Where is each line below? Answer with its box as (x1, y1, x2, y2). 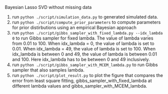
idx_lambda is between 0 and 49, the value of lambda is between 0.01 (12, 51, 157, 57)
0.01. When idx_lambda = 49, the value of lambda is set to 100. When (12, 46, 156, 51)
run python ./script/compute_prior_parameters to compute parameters (12, 19, 161, 25)
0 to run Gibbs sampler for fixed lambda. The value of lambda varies (12, 35, 153, 41)
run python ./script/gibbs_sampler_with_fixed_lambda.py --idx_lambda (12, 30, 163, 35)
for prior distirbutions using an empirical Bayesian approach (12, 24, 137, 30)
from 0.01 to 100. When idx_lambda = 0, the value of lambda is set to (12, 40, 154, 46)
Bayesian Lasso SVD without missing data (5, 4, 92, 10)
